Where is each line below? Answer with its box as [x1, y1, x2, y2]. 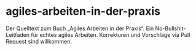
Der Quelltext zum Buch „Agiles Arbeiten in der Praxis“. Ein [6, 25, 154, 32]
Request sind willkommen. [6, 37, 72, 45]
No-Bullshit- [155, 25, 186, 32]
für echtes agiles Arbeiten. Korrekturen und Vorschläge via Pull [31, 31, 190, 38]
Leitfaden [6, 31, 30, 38]
